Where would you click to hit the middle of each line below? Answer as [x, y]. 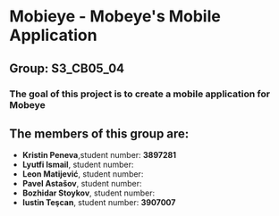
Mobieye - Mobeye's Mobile [115, 17]
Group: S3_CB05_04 [67, 68]
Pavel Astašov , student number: [82, 184]
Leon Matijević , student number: [83, 174]
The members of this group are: [99, 133]
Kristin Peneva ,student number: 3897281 [99, 155]
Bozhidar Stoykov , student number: [88, 193]
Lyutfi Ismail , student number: [78, 165]
